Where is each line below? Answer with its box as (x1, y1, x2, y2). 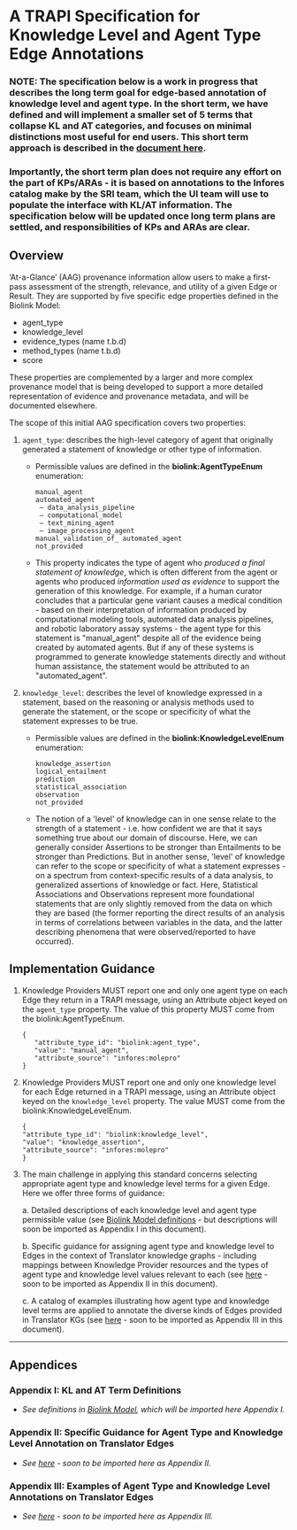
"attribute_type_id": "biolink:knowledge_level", (21, 1130, 209, 1139)
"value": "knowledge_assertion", (21, 1138, 146, 1147)
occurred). (34, 936, 74, 947)
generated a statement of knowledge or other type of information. (21, 444, 263, 454)
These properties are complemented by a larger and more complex (9, 372, 254, 382)
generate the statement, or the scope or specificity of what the (21, 706, 251, 716)
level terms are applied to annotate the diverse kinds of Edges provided (21, 1304, 283, 1316)
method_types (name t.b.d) (21, 345, 121, 356)
